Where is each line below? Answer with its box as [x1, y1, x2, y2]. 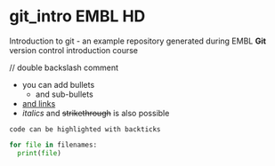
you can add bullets [21, 79, 95, 90]
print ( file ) [17, 148, 62, 157]
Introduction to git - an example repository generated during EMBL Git [9, 36, 267, 46]
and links [21, 98, 56, 108]
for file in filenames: [9, 140, 98, 149]
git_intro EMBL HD [9, 6, 146, 27]
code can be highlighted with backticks [9, 124, 162, 134]
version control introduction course [9, 44, 139, 55]
